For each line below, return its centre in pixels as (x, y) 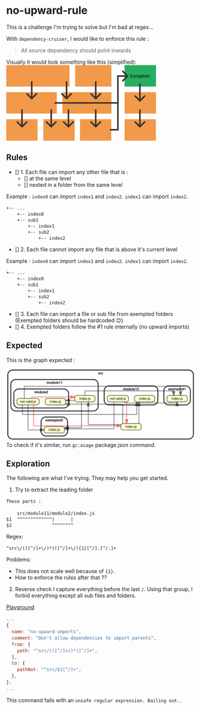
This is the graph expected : (41, 360)
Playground (20, 607)
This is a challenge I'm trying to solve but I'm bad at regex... (80, 27)
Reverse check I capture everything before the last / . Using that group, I (104, 589)
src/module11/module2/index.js (56, 514)
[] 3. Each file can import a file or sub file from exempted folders (94, 314)
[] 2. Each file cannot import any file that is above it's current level (96, 249)
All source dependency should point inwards (76, 50)
